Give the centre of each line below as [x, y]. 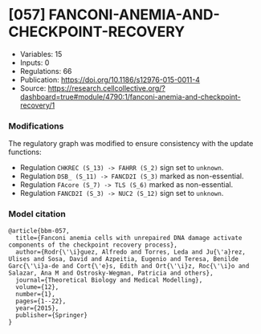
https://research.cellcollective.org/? [107, 88]
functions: [25, 152]
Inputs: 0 [35, 63]
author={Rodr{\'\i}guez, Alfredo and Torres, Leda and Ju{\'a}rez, [131, 252]
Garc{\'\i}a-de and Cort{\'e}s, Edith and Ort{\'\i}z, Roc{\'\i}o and [129, 266]
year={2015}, [37, 308]
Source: [33, 88]
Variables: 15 [41, 54]
